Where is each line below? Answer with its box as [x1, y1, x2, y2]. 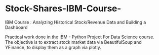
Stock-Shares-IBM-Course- [5, 3, 121, 14]
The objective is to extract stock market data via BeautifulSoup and [5, 39, 142, 45]
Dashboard [5, 24, 28, 30]
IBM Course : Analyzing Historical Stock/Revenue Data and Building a [5, 19, 146, 25]
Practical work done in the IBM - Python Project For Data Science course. [5, 34, 155, 40]
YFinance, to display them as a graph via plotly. [5, 44, 101, 50]
